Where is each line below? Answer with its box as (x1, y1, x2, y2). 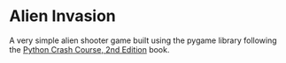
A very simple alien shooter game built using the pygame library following (9, 35, 277, 45)
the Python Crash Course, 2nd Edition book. (9, 44, 170, 54)
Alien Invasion (9, 6, 117, 26)
